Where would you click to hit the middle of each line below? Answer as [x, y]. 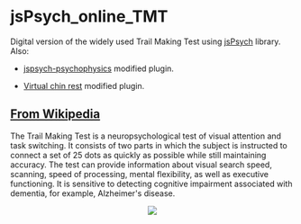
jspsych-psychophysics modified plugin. [99, 68]
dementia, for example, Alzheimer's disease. [93, 193]
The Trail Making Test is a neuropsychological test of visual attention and [146, 136]
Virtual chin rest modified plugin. [84, 85]
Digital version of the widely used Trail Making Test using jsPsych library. [146, 41]
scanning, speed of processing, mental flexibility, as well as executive [140, 174]
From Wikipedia [55, 114]
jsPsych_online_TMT [89, 17]
